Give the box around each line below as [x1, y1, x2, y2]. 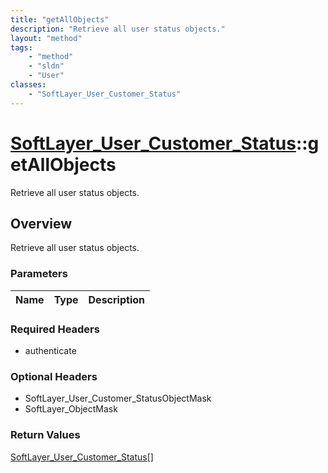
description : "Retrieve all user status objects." [10, 24, 226, 34]
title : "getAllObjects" [10, 14, 110, 25]
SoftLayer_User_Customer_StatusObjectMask [24, 392, 212, 405]
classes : [10, 80, 47, 90]
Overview [10, 215, 73, 232]
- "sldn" [28, 61, 65, 71]
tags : [10, 42, 33, 53]
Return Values [10, 428, 81, 442]
